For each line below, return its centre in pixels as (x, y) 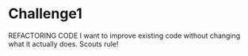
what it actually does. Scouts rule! (63, 43)
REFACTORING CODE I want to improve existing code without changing (124, 35)
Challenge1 (46, 14)
